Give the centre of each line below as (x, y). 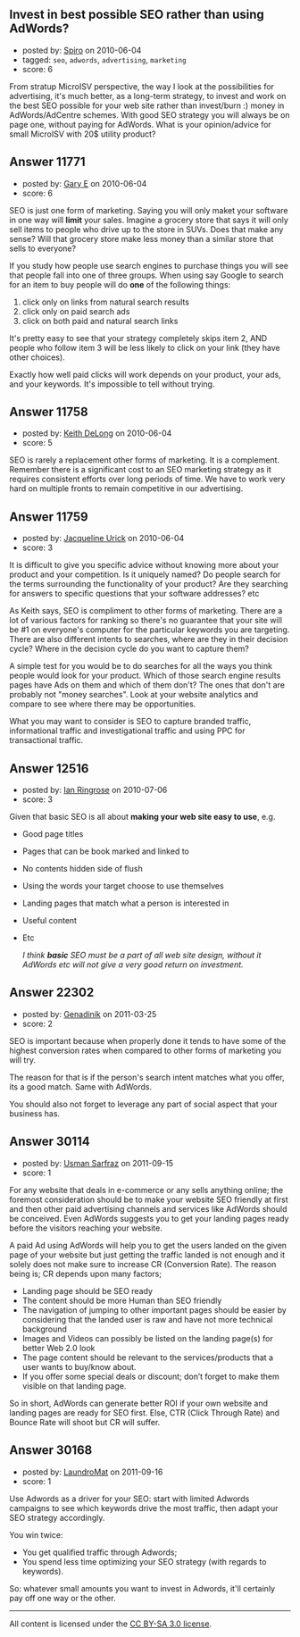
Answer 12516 (49, 768)
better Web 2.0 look (58, 1348)
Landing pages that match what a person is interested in (125, 903)
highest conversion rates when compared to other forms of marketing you (145, 1050)
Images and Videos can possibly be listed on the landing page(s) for (148, 1338)
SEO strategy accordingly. (57, 1517)
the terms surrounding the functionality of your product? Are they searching (149, 584)
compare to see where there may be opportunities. (103, 704)
